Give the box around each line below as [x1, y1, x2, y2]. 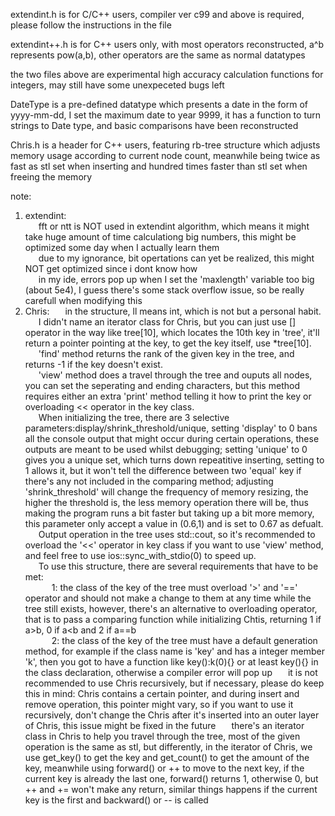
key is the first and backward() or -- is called [24, 794, 209, 806]
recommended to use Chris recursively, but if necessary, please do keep [24, 677, 325, 689]
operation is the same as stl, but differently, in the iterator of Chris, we [24, 741, 313, 753]
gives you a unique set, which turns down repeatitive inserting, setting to [24, 454, 325, 466]
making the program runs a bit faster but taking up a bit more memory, [24, 507, 315, 519]
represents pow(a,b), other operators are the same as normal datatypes [10, 49, 306, 61]
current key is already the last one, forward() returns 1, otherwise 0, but [24, 773, 319, 784]
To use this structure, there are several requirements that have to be [38, 560, 319, 572]
